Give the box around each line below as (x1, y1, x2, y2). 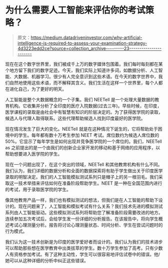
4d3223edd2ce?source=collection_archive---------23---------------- (17, 45, 161, 51)
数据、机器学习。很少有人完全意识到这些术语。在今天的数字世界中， (18, 73, 158, 79)
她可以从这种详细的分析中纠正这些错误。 (5, 258, 88, 264)
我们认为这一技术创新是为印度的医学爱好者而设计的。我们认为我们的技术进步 (5, 239, 163, 245)
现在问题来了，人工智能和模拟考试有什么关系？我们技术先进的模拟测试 (18, 203, 163, 209)
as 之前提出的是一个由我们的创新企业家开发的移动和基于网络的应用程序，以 (5, 144, 160, 150)
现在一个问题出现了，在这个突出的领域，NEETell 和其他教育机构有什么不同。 (5, 161, 162, 167)
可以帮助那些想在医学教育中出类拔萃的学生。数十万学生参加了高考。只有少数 (5, 245, 163, 251)
